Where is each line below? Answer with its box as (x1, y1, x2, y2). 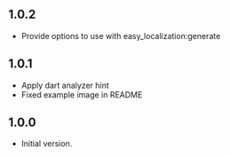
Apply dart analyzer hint (20, 80, 110, 90)
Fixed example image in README (20, 89, 143, 100)
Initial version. (20, 138, 73, 149)
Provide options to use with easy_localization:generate (20, 30, 221, 41)
